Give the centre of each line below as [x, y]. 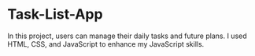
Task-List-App [55, 14]
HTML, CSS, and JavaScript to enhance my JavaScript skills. [106, 44]
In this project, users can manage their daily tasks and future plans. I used [127, 36]
